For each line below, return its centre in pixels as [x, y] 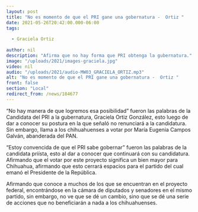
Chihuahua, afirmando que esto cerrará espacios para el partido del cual [95, 166]
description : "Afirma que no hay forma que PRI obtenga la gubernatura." [99, 56]
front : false [22, 83]
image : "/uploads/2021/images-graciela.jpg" [62, 61]
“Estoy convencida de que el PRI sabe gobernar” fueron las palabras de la [96, 147]
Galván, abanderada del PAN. [42, 136]
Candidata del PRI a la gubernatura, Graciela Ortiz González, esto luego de [97, 117]
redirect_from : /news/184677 [42, 94]
